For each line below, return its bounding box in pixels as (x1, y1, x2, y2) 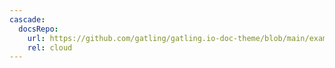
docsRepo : (18, 24, 59, 34)
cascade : (9, 14, 46, 25)
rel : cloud (27, 42, 73, 53)
